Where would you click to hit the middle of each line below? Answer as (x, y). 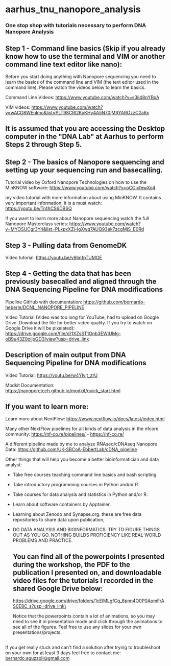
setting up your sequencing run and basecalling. (84, 170)
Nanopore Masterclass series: (37, 224)
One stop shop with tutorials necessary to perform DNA (76, 26)
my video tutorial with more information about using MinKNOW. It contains (83, 198)
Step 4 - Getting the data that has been (68, 273)
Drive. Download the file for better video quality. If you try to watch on (79, 322)
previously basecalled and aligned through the (81, 282)
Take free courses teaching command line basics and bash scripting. (85, 475)
